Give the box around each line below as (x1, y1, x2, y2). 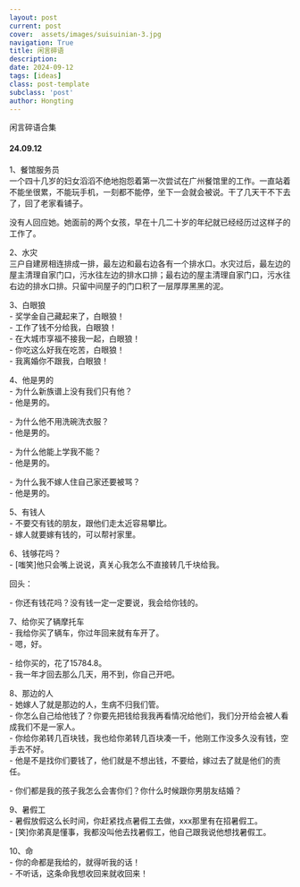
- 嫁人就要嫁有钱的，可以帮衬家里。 (9, 529, 141, 540)
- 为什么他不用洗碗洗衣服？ (9, 415, 110, 426)
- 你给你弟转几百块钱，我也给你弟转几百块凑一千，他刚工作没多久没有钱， (9, 732, 281, 743)
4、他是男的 (9, 374, 54, 385)
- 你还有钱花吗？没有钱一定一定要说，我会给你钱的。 (9, 597, 204, 608)
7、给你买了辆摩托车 (9, 616, 85, 627)
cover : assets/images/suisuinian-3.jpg (9, 30, 162, 38)
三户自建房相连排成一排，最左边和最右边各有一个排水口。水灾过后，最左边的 (9, 258, 291, 269)
